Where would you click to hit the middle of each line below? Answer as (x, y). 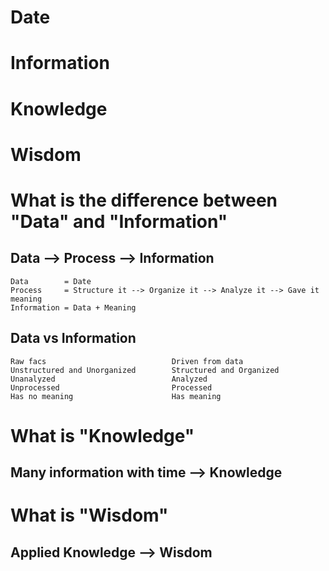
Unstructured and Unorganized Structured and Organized (145, 370)
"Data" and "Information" (119, 221)
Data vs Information (73, 338)
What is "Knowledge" (102, 435)
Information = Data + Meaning (73, 307)
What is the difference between (144, 200)
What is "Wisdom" (89, 515)
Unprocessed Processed (111, 387)
